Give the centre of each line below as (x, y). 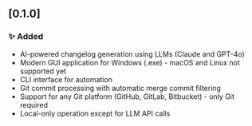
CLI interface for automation (66, 79)
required (34, 104)
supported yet (43, 71)
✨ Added (26, 37)
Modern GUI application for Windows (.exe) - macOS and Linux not (130, 62)
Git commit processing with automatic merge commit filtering (120, 88)
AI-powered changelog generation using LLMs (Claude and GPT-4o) (132, 54)
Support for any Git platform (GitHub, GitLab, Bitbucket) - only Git (127, 96)
